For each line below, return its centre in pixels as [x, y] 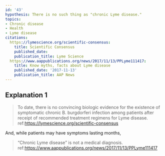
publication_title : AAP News [44, 75]
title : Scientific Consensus [44, 47]
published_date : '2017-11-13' [46, 70]
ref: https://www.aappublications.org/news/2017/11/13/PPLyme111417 [87, 147]
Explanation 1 [26, 95]
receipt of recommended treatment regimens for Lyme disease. [83, 117]
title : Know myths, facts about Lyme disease [62, 65]
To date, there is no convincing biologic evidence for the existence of [89, 107]
